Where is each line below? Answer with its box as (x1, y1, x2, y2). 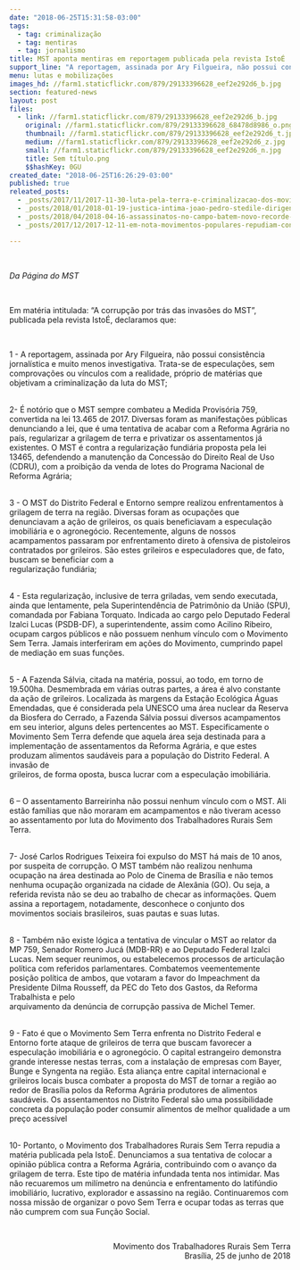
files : (9, 104, 34, 113)
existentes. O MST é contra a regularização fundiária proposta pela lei (9, 442, 267, 452)
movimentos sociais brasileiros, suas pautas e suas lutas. (9, 908, 221, 918)
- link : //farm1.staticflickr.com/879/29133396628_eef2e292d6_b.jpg (17, 112, 278, 121)
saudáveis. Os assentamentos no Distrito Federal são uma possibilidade (9, 1094, 274, 1105)
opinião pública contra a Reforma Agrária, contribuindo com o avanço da (9, 1158, 277, 1169)
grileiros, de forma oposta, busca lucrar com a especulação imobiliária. (9, 768, 271, 779)
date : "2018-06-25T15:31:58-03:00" (9, 12, 142, 22)
